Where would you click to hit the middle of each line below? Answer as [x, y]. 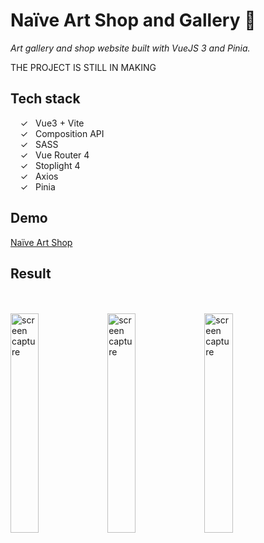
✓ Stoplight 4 [50, 165]
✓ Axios [39, 176]
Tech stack [45, 99]
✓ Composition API [62, 133]
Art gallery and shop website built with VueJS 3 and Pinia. [130, 48]
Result [31, 273]
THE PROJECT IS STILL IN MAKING [83, 67]
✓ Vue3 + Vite [52, 123]
